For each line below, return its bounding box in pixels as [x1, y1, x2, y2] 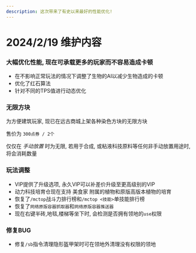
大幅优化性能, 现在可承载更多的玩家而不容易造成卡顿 [6, 58, 153, 66]
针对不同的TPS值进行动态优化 [14, 87, 87, 95]
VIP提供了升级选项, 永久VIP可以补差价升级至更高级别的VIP [14, 180, 155, 188]
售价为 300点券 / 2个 [6, 130, 54, 137]
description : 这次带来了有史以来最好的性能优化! [6, 8, 113, 15]
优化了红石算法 [14, 80, 51, 87]
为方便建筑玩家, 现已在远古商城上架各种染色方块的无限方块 [6, 118, 147, 125]
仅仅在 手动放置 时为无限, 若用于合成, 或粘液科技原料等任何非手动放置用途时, [6, 143, 191, 150]
